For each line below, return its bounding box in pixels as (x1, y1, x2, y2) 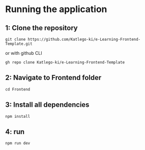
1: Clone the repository (5, 24, 78, 32)
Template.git (5, 41, 33, 46)
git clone (5, 37, 26, 42)
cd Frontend (5, 87, 30, 92)
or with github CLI (5, 50, 42, 56)
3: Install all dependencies (5, 101, 90, 109)
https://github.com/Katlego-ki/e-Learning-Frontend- (27, 37, 141, 42)
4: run (5, 127, 25, 136)
